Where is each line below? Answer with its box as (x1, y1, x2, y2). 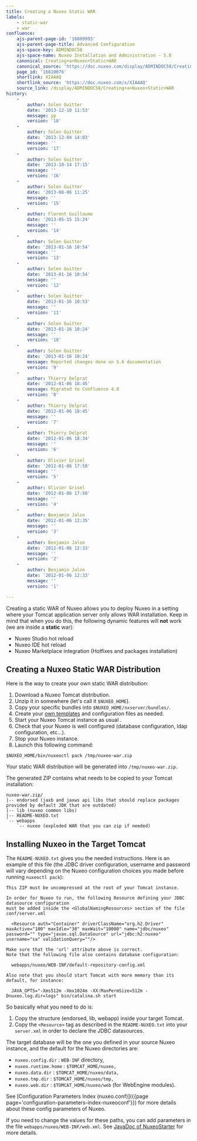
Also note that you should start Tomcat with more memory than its (6, 973, 175, 979)
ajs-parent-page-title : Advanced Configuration (16, 42, 135, 48)
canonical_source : (16, 63, 62, 69)
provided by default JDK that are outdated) (6, 802, 117, 808)
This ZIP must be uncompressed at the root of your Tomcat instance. (6, 885, 180, 891)
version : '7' (27, 419, 59, 425)
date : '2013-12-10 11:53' (27, 107, 91, 113)
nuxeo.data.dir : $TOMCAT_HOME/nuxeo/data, (14, 1069, 119, 1076)
